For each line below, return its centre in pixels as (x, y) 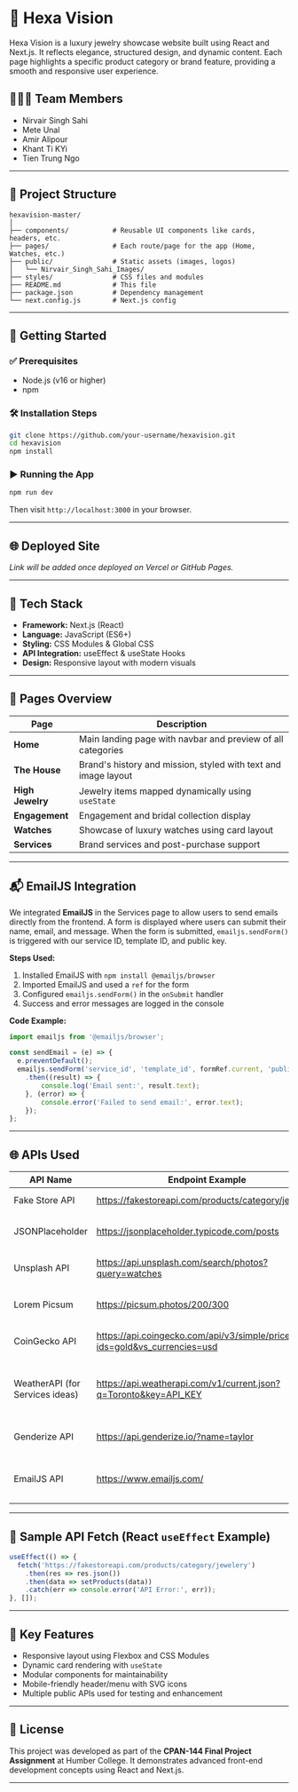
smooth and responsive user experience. (84, 71)
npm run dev (31, 493)
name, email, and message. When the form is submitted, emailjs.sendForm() (149, 931)
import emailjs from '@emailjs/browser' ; (87, 1037)
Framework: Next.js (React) (73, 624)
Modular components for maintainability (95, 1675)
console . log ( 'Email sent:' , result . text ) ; (121, 1086)
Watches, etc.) (37, 254)
